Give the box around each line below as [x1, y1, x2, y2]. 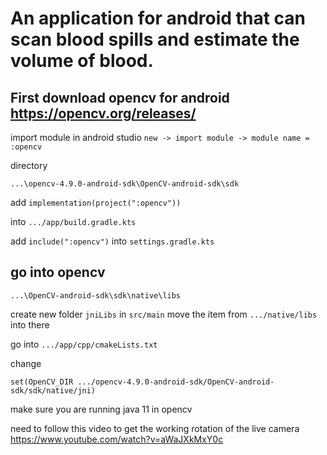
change [10, 357, 42, 369]
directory [10, 160, 48, 171]
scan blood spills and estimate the [10, 28, 300, 51]
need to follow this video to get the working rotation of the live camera [10, 422, 300, 434]
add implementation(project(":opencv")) [10, 197, 182, 208]
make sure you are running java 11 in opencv [10, 403, 193, 415]
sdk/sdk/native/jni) [10, 385, 97, 396]
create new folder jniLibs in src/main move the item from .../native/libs [10, 308, 318, 320]
